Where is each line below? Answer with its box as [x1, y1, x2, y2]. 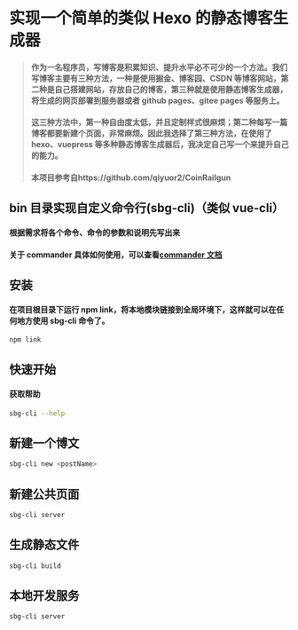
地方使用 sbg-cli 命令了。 [16, 315, 110, 326]
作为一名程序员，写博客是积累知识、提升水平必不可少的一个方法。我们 [30, 61, 288, 72]
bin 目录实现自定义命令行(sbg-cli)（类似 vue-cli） [9, 201, 285, 216]
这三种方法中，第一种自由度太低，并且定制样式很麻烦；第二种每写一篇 [30, 117, 288, 128]
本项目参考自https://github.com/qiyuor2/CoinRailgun [30, 172, 231, 183]
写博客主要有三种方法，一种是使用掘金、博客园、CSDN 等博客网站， [30, 73, 281, 83]
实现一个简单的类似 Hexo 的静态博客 [9, 8, 273, 28]
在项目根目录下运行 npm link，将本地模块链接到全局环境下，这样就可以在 [9, 303, 277, 315]
